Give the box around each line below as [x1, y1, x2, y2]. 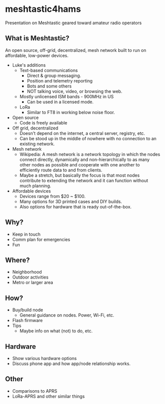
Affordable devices [12, 188, 51, 194]
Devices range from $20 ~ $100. [19, 193, 86, 199]
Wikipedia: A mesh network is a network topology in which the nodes [19, 151, 161, 157]
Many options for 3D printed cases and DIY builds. [19, 199, 122, 204]
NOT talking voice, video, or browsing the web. [27, 88, 123, 94]
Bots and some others [27, 83, 72, 89]
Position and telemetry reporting [27, 78, 93, 83]
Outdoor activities [12, 274, 49, 280]
